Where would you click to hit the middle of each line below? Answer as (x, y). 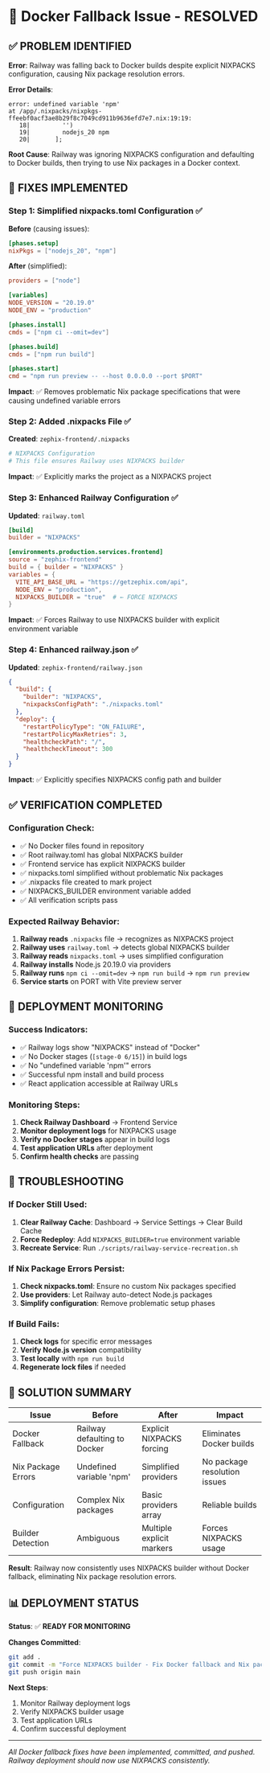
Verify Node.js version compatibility (81, 1350)
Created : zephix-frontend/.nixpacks (69, 439)
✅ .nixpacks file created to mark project (86, 882)
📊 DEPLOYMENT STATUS (74, 1603)
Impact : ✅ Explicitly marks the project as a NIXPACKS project (110, 477)
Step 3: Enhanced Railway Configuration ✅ (93, 498)
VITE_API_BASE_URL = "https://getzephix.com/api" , (102, 582)
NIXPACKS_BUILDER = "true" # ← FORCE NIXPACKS (97, 597)
